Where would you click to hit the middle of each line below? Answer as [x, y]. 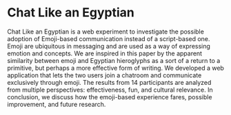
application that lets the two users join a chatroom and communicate [104, 75]
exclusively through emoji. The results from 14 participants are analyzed [109, 82]
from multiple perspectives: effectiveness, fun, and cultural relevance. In [110, 90]
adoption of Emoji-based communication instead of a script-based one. [109, 38]
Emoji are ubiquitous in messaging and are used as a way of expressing [109, 46]
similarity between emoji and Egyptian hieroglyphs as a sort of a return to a [114, 60]
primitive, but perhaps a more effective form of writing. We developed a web [115, 68]
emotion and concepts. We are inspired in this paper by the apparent [104, 53]
